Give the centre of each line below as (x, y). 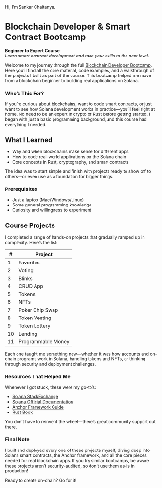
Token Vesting (35, 318)
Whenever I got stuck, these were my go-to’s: (51, 387)
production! (17, 471)
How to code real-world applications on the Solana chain (69, 157)
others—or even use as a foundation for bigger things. (59, 177)
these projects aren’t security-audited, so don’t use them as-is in (70, 466)
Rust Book (22, 412)
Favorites (29, 263)
